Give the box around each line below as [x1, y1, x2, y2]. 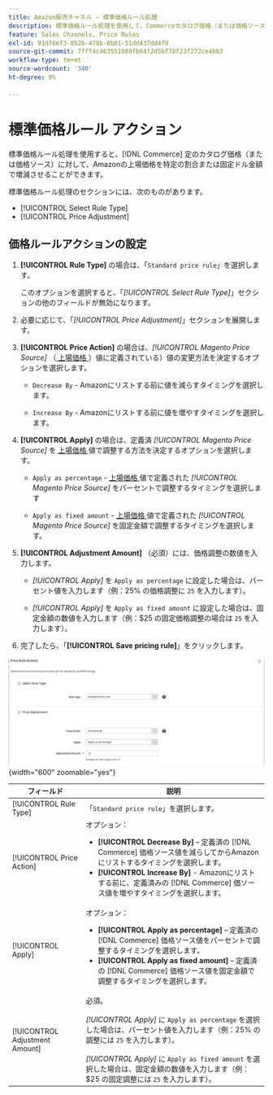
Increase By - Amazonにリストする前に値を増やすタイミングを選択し [32, 408, 264, 418]
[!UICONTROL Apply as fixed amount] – [97, 956, 234, 966]
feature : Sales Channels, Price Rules [8, 30, 140, 38]
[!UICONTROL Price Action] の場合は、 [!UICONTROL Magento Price [19, 343, 250, 353]
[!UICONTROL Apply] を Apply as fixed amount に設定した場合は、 [32, 603, 258, 613]
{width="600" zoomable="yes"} [8, 767, 116, 777]
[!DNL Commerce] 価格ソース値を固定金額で [106, 966, 255, 976]
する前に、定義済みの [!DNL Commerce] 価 [97, 878, 241, 887]
